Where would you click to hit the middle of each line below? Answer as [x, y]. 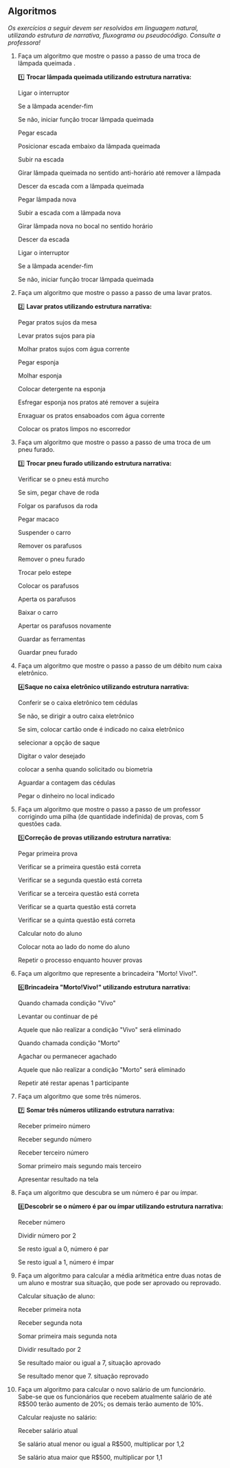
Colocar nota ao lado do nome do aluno [73, 946]
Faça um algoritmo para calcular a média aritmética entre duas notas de [119, 1275]
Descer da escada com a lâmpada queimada [81, 186]
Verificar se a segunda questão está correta [80, 880]
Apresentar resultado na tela [58, 1179]
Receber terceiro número [53, 1152]
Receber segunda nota [50, 1322]
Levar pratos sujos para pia [56, 336]
